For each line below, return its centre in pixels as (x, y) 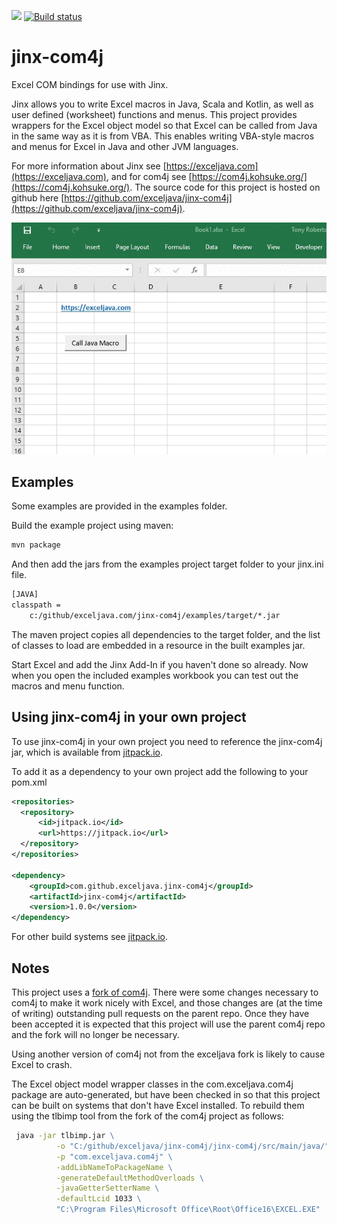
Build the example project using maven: (92, 526)
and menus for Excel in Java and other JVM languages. (125, 146)
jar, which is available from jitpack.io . (87, 752)
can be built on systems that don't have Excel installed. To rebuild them (158, 1105)
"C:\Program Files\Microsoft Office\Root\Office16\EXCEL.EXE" (188, 1210)
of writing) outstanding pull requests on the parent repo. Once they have (160, 1013)
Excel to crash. (42, 1064)
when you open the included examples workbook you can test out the (155, 675)
